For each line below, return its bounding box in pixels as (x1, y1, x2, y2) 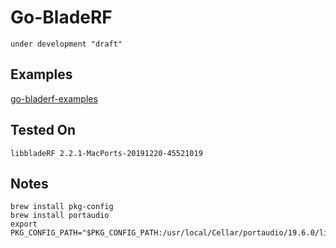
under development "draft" (10, 39, 123, 49)
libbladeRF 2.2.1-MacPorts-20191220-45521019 (10, 148, 203, 158)
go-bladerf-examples (10, 92, 98, 105)
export (10, 219, 38, 230)
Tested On (10, 122, 77, 139)
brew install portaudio (10, 211, 110, 221)
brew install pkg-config (10, 202, 114, 212)
